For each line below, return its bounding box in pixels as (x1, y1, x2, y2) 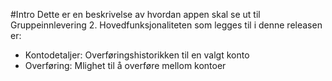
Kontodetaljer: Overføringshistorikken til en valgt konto (24, 49, 250, 61)
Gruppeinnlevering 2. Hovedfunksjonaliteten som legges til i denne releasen (10, 19, 323, 31)
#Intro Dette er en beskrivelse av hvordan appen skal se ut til (10, 9, 261, 20)
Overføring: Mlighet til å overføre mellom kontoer (24, 60, 227, 71)
